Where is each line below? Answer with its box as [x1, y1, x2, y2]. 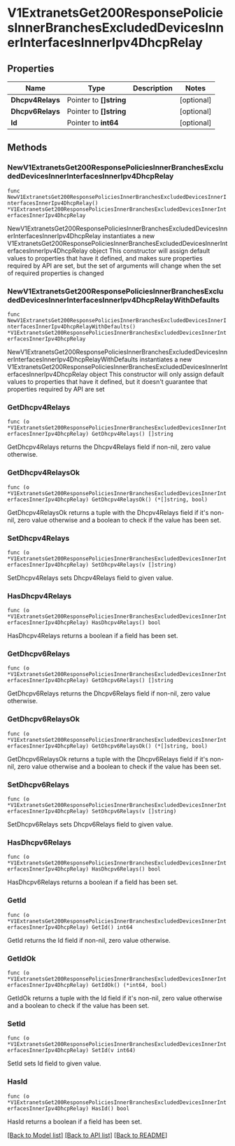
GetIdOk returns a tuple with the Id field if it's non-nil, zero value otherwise [7, 993, 222, 1002]
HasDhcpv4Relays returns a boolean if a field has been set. [7, 632, 178, 640]
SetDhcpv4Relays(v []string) [92, 561, 177, 568]
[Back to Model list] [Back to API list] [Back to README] [7, 1131, 168, 1139]
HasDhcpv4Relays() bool [92, 619, 161, 626]
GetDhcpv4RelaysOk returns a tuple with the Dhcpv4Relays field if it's [7, 508, 209, 516]
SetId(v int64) [92, 1047, 136, 1054]
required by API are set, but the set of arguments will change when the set [7, 261, 222, 270]
